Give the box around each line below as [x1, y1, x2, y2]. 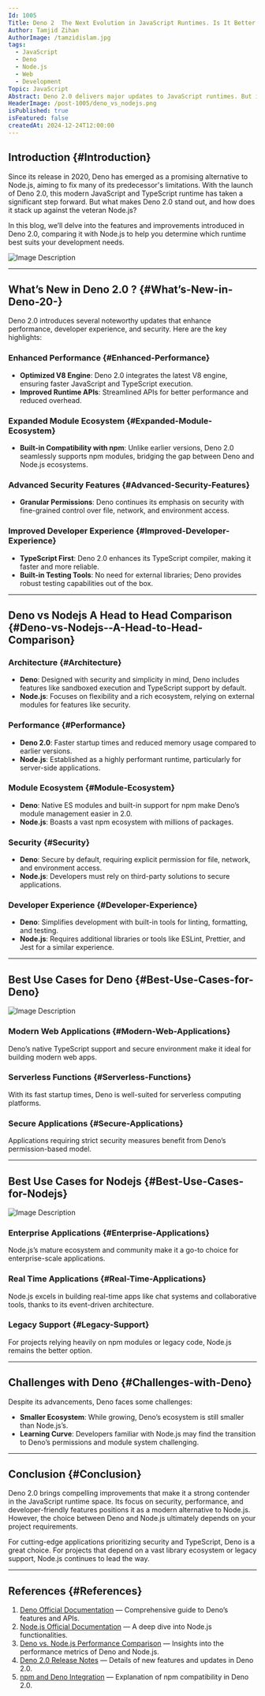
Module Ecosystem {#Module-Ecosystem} [8, 783, 175, 794]
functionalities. [19, 1631, 69, 1640]
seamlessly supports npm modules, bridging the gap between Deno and [19, 451, 255, 461]
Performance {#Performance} [8, 719, 126, 730]
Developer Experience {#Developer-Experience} [8, 900, 198, 911]
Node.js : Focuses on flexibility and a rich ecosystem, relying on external [19, 692, 255, 701]
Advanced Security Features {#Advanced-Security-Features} [8, 479, 250, 490]
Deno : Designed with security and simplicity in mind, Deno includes [19, 675, 240, 685]
